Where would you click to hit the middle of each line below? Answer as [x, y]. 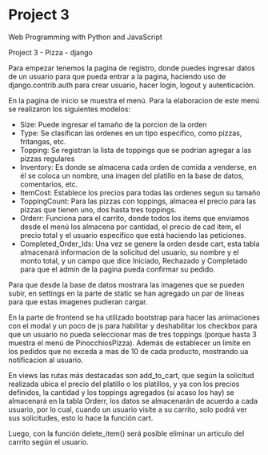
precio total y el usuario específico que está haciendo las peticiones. [133, 235]
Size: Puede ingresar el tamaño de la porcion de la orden [113, 124]
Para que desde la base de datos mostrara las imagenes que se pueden [127, 284]
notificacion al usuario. [46, 360]
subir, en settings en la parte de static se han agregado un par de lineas [126, 293]
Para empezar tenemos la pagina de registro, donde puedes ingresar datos [132, 68]
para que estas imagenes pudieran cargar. [78, 301]
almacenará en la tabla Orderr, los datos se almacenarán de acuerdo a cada [133, 401]
